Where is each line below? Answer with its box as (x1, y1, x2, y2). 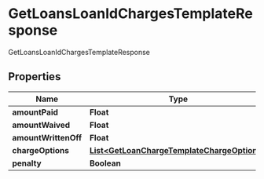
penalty (12, 158, 42, 169)
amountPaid (12, 107, 59, 118)
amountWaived (12, 119, 71, 130)
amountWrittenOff (12, 132, 82, 143)
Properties (8, 70, 61, 83)
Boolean (89, 158, 122, 169)
